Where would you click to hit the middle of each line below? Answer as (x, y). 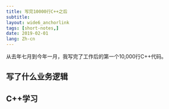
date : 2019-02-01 (27, 34)
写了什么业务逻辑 (37, 77)
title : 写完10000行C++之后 (37, 11)
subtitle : (18, 17)
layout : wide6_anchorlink (38, 22)
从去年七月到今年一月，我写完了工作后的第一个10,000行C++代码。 (87, 56)
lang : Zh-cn (21, 39)
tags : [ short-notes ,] (33, 28)
